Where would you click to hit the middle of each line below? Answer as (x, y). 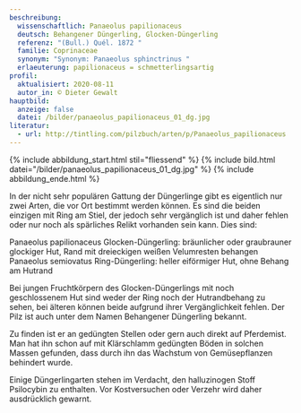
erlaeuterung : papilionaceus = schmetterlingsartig (116, 68)
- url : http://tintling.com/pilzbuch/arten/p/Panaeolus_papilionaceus (152, 134)
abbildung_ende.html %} (55, 178)
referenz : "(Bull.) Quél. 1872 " (80, 43)
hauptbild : (30, 101)
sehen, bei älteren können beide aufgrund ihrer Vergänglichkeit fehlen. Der (147, 306)
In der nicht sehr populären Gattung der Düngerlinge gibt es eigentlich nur (146, 196)
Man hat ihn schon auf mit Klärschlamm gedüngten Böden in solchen (137, 343)
